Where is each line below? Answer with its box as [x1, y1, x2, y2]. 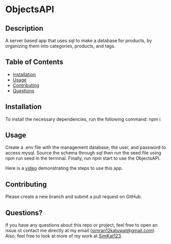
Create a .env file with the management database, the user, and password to [5, 144, 166, 150]
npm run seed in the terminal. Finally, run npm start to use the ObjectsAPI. [5, 155, 161, 162]
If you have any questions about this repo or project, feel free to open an [5, 222, 158, 228]
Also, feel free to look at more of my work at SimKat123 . [5, 233, 123, 239]
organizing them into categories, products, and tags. [5, 43, 116, 49]
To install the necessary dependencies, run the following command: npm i [5, 116, 161, 122]
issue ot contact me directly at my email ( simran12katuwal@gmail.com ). [5, 228, 156, 234]
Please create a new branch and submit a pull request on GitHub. [5, 193, 142, 200]
